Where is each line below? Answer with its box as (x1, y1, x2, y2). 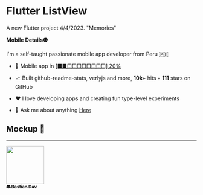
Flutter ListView (6, 4, 88, 18)
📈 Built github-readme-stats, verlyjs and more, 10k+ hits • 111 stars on (14, 74, 191, 82)
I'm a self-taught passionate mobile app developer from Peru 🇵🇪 (6, 50, 169, 57)
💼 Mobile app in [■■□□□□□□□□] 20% (14, 62, 121, 69)
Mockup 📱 (6, 124, 45, 134)
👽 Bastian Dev (6, 184, 37, 190)
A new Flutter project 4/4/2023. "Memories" (6, 24, 117, 31)
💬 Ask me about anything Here (14, 106, 92, 113)
